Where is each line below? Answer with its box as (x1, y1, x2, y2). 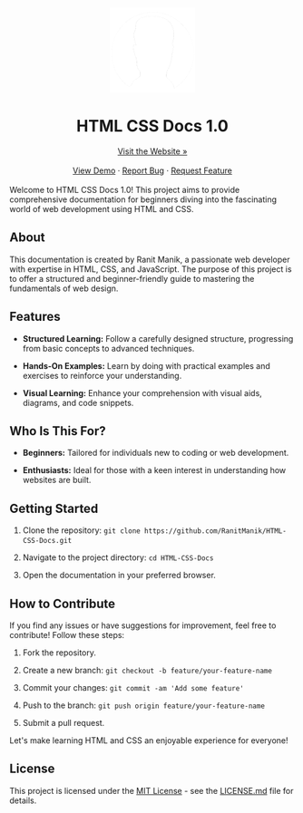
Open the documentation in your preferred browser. (22, 570, 216, 581)
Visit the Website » (117, 145, 188, 157)
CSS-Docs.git (22, 537, 73, 546)
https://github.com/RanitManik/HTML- (143, 527, 288, 536)
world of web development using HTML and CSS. (9, 203, 194, 214)
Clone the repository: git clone (22, 525, 141, 536)
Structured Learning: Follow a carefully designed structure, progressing (22, 333, 294, 344)
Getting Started (9, 500, 99, 516)
